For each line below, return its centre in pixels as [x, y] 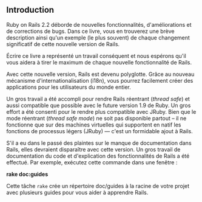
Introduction [30, 10]
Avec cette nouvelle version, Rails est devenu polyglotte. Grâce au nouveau [100, 74]
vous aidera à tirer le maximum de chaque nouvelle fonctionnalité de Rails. [99, 62]
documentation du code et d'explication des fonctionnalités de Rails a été [98, 156]
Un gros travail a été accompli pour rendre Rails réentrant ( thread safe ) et [98, 99]
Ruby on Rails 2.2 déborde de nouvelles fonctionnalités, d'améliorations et [99, 24]
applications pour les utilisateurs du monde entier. [69, 87]
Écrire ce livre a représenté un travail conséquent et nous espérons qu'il [96, 56]
